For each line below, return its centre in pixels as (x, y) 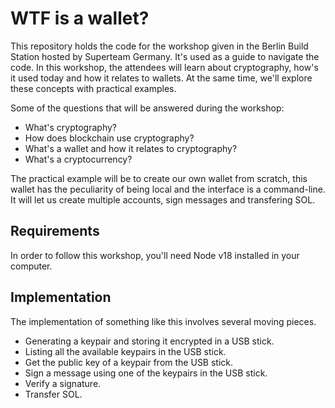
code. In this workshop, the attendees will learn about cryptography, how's (164, 67)
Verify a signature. (63, 383)
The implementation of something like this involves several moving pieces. (163, 321)
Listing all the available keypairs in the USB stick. (125, 351)
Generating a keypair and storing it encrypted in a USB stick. (149, 341)
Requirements (55, 231)
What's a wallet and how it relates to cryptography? (131, 148)
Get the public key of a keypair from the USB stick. (129, 362)
